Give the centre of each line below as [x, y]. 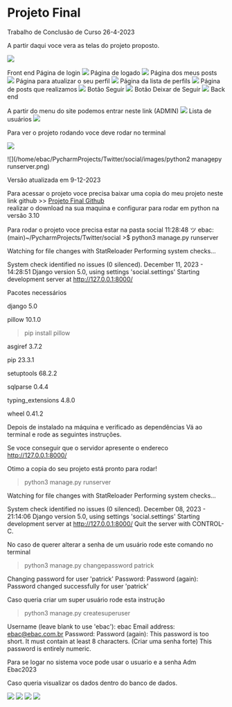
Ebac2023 [22, 669]
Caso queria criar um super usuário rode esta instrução [86, 599]
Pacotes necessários [37, 292]
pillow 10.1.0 [24, 319]
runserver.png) [28, 166]
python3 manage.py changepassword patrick [89, 565]
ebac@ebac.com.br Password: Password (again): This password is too [108, 633]
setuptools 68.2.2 [32, 373]
